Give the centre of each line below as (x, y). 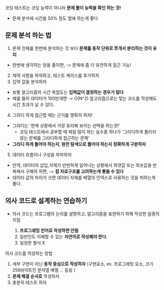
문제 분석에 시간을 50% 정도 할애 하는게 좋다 (55, 18)
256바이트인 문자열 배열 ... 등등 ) (44, 270)
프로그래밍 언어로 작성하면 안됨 (49, 230)
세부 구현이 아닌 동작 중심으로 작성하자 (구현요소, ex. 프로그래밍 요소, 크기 (83, 264)
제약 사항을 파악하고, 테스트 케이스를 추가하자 (56, 75)
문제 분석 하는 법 (28, 35)
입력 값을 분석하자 (29, 82)
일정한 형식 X (32, 242)
